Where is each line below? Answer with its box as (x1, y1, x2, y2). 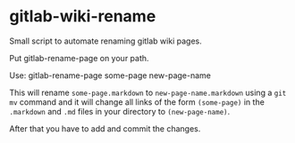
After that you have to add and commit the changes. (9, 123, 201, 134)
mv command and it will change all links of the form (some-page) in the (9, 96, 265, 107)
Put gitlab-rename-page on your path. (9, 52, 149, 63)
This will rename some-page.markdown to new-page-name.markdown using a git (9, 87, 287, 98)
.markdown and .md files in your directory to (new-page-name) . (9, 106, 231, 116)
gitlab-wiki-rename (9, 6, 156, 27)
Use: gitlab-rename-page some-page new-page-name (9, 69, 212, 81)
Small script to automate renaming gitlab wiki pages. (9, 36, 203, 46)
